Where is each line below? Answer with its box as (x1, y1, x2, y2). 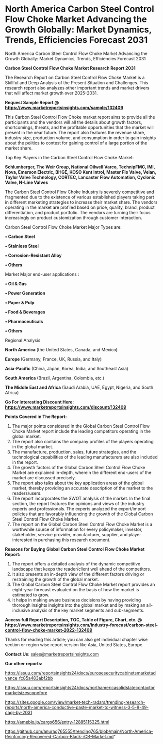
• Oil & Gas (5, 281, 27, 287)
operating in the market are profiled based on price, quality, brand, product (5, 204, 155, 210)
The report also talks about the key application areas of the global (12, 480, 144, 486)
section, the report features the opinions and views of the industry (12, 500, 145, 507)
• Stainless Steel (5, 243, 39, 249)
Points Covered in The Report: (5, 414, 67, 419)
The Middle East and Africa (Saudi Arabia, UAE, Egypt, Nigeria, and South (5, 384, 154, 390)
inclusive (12, 607, 30, 613)
